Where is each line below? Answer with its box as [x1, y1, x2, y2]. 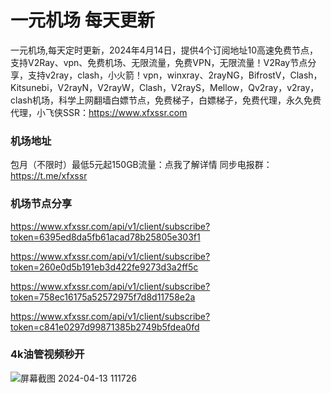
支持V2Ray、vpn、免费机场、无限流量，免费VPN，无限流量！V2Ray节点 [10, 56, 308, 68]
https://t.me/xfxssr [10, 170, 88, 182]
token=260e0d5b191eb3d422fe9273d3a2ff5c [10, 261, 199, 273]
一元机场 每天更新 [10, 9, 155, 32]
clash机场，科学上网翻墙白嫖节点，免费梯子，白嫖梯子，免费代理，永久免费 [10, 94, 322, 106]
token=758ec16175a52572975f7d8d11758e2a [10, 291, 196, 303]
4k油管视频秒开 [10, 347, 85, 361]
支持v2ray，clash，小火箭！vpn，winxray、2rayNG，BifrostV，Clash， [27, 69, 323, 81]
